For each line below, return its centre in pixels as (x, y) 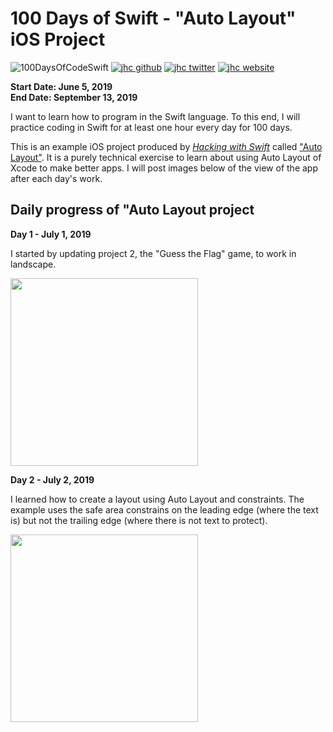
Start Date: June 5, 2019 (61, 86)
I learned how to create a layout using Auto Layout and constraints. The (157, 499)
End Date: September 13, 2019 (74, 97)
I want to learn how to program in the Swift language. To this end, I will (155, 116)
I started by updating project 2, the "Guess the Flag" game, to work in (153, 253)
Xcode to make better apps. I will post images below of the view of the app (164, 168)
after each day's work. (56, 178)
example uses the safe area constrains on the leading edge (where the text (164, 509)
